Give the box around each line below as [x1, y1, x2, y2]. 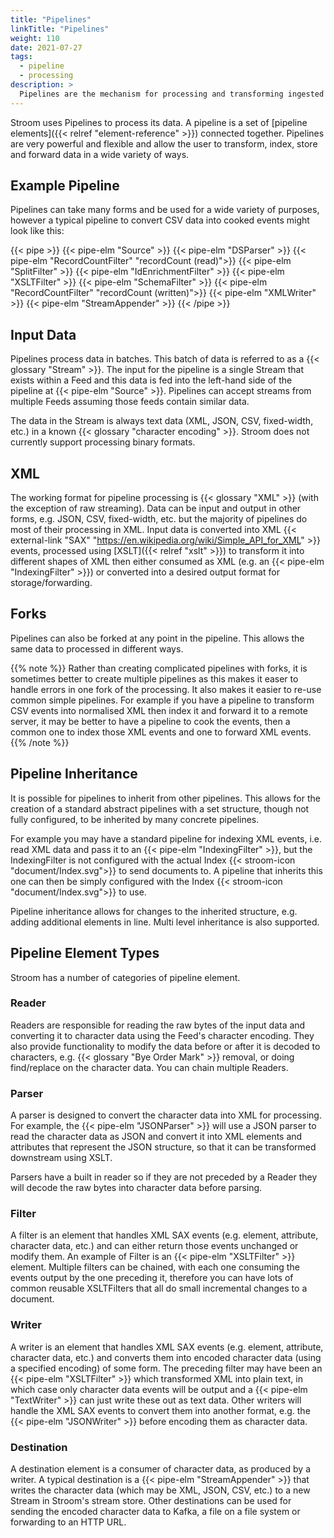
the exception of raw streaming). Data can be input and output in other [10, 502, 302, 515]
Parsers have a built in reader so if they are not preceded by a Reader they [10, 1171, 318, 1183]
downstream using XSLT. [10, 1152, 113, 1164]
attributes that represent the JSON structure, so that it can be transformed [10, 1141, 317, 1153]
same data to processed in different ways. [10, 642, 184, 655]
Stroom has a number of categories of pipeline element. [10, 971, 241, 983]
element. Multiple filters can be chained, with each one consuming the [10, 1261, 300, 1273]
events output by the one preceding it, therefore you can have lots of [10, 1272, 294, 1284]
